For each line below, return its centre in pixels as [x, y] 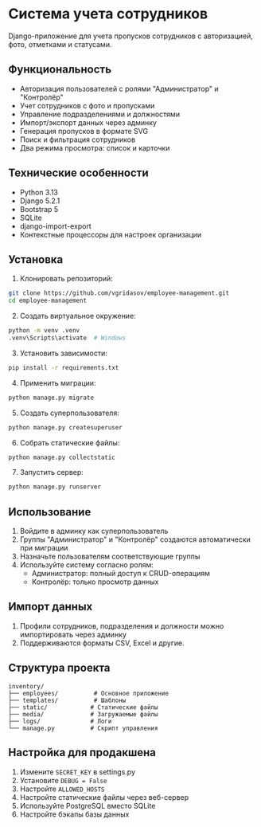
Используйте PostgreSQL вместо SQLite [88, 805]
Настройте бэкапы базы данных [74, 814]
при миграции [44, 548]
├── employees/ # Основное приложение [89, 693]
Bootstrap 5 [39, 209]
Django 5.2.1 [40, 201]
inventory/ [26, 686]
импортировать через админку [73, 634]
